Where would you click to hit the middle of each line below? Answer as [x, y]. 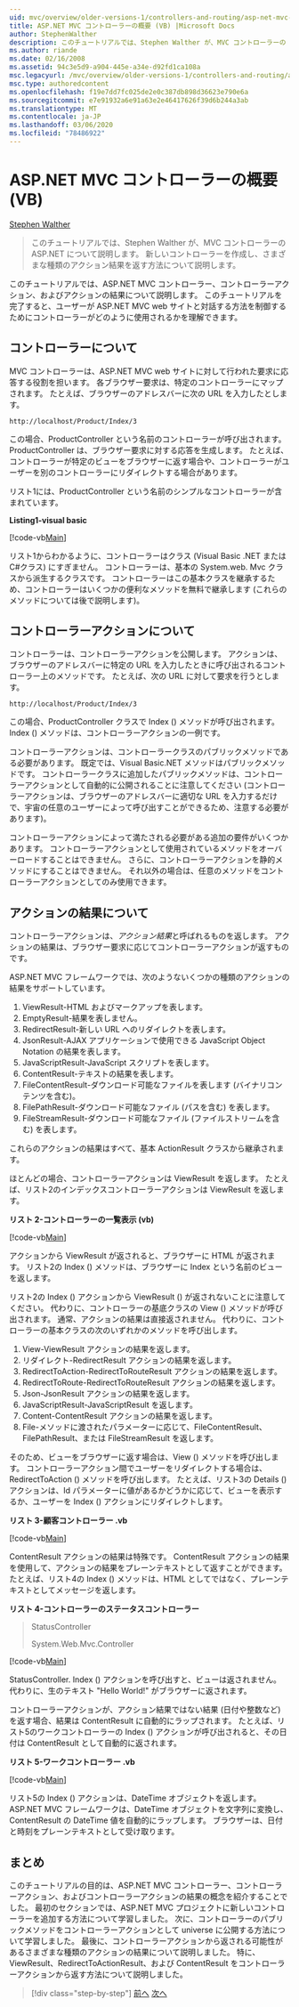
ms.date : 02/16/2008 [48, 59]
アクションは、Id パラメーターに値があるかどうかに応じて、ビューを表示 [142, 1491]
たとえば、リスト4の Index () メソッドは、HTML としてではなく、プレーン [145, 1579]
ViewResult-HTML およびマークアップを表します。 [114, 1008]
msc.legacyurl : [37, 76]
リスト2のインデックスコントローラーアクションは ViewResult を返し [150, 1190]
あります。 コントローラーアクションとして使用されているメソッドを [134, 849]
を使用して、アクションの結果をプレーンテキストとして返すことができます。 [148, 1568]
